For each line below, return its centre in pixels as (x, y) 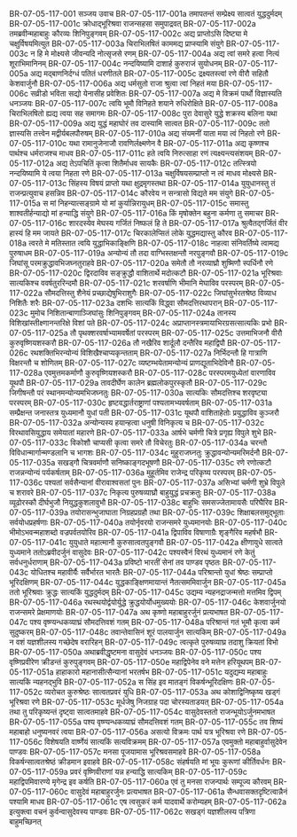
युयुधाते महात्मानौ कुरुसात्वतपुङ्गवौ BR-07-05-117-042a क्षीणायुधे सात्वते (176, 542)
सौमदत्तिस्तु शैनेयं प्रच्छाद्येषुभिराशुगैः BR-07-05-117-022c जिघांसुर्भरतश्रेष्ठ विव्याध (160, 293)
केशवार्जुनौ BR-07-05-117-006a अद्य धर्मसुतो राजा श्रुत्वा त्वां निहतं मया (113, 83)
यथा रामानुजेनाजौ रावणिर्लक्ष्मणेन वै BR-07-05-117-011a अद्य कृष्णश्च (169, 143)
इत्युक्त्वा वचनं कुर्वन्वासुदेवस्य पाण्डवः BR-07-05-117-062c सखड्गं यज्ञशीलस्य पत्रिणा (133, 812)
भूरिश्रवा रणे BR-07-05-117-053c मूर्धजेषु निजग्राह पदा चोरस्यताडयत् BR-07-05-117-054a (146, 702)
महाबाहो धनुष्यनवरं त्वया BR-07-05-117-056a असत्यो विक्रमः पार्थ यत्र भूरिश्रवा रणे (128, 732)
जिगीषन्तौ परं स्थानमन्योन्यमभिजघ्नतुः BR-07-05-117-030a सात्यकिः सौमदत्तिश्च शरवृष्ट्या (138, 393)
